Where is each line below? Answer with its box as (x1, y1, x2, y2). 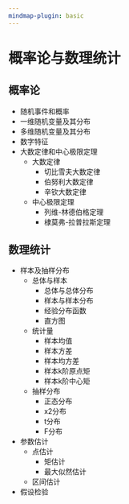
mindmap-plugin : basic (8, 11, 84, 20)
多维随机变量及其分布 (19, 126, 91, 136)
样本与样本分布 (43, 295, 94, 306)
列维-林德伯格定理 (43, 207, 104, 217)
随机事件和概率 (19, 106, 70, 116)
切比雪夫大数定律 (43, 167, 101, 176)
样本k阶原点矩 (43, 366, 91, 376)
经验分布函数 (43, 306, 87, 316)
